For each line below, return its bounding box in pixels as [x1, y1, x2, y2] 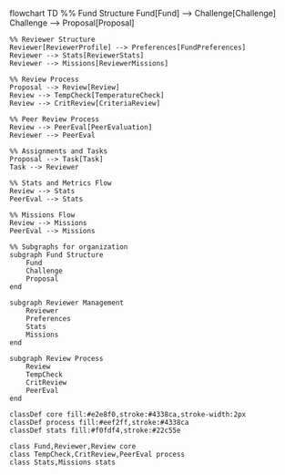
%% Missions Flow [9, 211, 76, 220]
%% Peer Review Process [9, 115, 100, 124]
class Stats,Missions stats [9, 458, 117, 467]
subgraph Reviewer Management [9, 298, 125, 307]
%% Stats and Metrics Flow [9, 179, 112, 188]
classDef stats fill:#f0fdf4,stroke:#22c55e [9, 426, 181, 435]
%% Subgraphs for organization [9, 243, 128, 252]
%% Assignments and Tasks [9, 147, 107, 156]
